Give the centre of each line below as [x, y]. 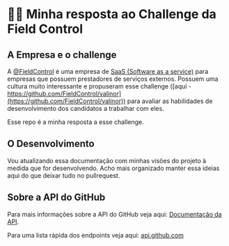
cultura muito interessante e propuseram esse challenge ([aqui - [100, 86]
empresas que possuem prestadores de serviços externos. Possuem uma [113, 79]
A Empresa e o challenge [62, 55]
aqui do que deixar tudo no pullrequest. [64, 175]
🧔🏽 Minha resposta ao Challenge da [112, 14]
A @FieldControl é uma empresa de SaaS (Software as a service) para [108, 71]
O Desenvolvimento [51, 144]
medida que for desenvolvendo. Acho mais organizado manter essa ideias [113, 168]
